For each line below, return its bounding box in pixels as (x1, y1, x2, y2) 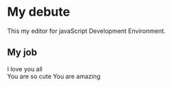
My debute (7, 4, 70, 20)
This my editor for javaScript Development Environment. (7, 27, 166, 35)
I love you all (7, 64, 43, 73)
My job (7, 47, 38, 58)
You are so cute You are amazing (7, 72, 101, 80)
